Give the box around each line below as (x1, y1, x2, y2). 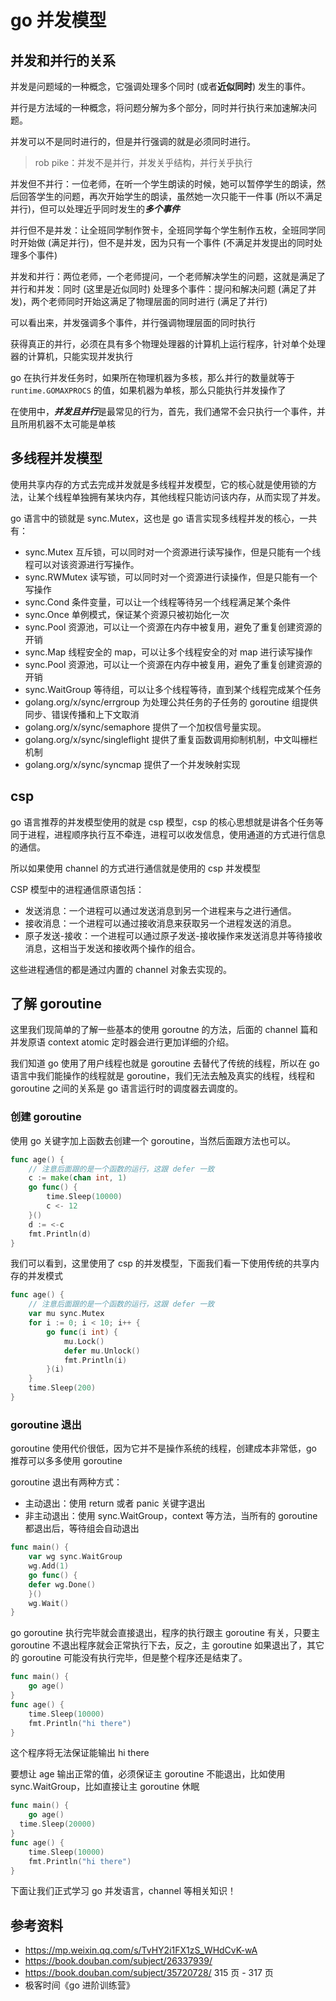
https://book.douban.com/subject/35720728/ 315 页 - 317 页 (24, 1967, 274, 1979)
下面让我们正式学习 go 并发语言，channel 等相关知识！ (10, 1885, 237, 1897)
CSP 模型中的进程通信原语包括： (10, 883, 145, 895)
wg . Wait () (28, 1598, 70, 1608)
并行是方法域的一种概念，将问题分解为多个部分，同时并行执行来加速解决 (10, 102, 308, 113)
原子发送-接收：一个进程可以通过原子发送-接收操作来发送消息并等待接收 (24, 929, 323, 941)
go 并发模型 (10, 9, 107, 32)
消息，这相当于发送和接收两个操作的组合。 (24, 942, 201, 954)
